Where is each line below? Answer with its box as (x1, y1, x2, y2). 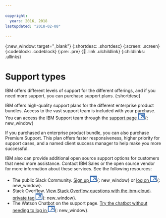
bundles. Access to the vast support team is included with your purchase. (5, 108, 156, 114)
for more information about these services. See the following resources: (5, 166, 152, 172)
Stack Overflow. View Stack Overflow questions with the (12, 188, 128, 194)
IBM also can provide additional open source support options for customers (5, 155, 160, 161)
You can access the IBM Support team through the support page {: (5, 115, 148, 121)
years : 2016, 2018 (9, 18, 48, 23)
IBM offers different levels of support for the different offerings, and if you (5, 87, 156, 94)
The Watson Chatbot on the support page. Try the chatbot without (12, 200, 148, 206)
